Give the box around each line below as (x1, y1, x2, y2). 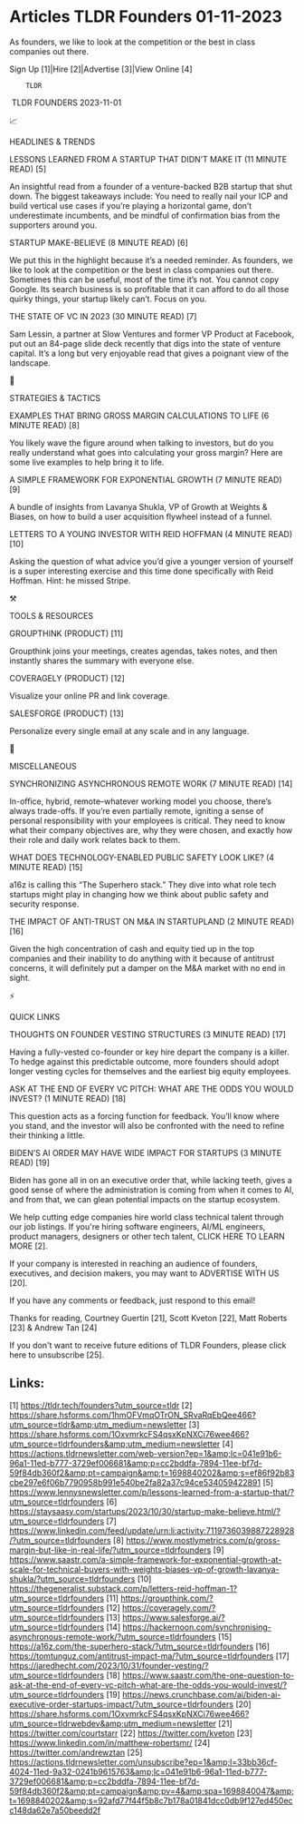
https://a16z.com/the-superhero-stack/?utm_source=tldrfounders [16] (9, 1641, 270, 1652)
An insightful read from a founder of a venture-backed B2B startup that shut (9, 181, 292, 191)
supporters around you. (9, 220, 98, 230)
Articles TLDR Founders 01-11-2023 (9, 6, 283, 27)
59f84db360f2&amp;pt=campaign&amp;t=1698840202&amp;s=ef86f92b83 (9, 1467, 295, 1478)
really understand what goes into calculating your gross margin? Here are (9, 446, 283, 457)
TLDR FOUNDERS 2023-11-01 (11, 97, 122, 108)
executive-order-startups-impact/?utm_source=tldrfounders (9, 1699, 233, 1710)
